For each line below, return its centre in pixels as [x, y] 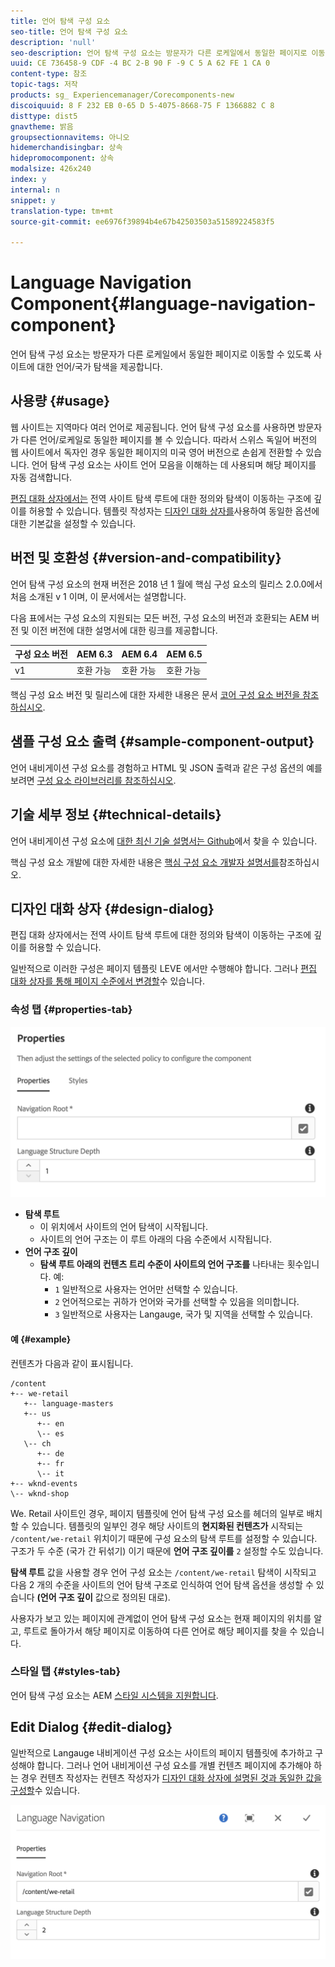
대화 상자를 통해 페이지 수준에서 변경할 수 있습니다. [108, 981]
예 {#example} [41, 1339]
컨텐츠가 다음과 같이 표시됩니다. [72, 1363]
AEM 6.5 [184, 654]
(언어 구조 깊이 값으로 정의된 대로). [103, 1597]
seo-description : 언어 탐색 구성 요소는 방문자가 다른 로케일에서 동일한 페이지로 [159, 53]
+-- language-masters [68, 1403]
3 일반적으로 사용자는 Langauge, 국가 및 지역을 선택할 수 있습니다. [183, 1314]
